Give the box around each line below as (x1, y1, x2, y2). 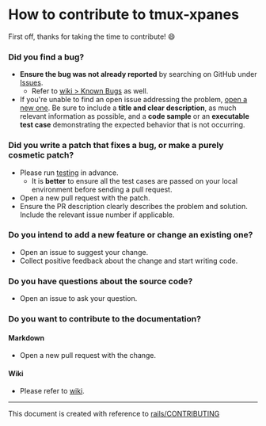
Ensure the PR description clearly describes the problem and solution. (19, 201, 248, 211)
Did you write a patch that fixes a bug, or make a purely (8, 140, 224, 151)
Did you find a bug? (8, 51, 85, 63)
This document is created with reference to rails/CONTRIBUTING (8, 409, 220, 419)
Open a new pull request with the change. (19, 351, 157, 360)
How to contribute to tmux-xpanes (8, 6, 240, 24)
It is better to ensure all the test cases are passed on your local (31, 176, 238, 185)
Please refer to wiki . (19, 386, 85, 396)
